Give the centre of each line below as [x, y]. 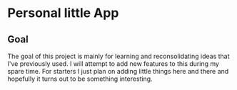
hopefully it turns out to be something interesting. [80, 79]
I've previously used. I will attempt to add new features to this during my [114, 64]
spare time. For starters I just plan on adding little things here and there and [118, 71]
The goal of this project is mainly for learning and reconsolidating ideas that [118, 56]
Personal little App [63, 13]
